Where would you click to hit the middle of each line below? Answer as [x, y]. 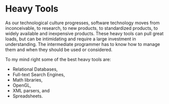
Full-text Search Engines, [39, 74]
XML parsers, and [31, 90]
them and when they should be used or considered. [59, 49]
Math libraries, [27, 80]
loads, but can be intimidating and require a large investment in [71, 39]
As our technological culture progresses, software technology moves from [82, 23]
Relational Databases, [35, 69]
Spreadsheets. [27, 96]
